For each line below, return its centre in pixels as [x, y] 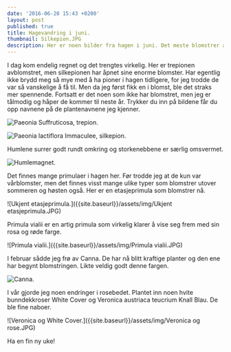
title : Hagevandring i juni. [49, 33]
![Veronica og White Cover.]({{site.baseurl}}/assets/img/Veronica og [104, 320]
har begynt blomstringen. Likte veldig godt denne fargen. [88, 266]
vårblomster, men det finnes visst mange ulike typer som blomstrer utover [112, 183]
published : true [30, 26]
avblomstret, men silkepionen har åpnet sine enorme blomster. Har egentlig [114, 72]
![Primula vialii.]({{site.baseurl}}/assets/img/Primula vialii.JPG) [95, 245]
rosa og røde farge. [34, 232]
